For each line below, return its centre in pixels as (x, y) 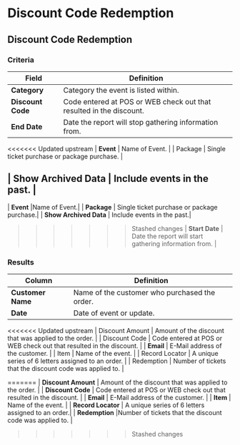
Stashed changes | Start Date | (177, 228)
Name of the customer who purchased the (144, 292)
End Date (27, 126)
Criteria (21, 60)
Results (21, 262)
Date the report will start (167, 236)
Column (39, 280)
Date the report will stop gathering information (141, 122)
